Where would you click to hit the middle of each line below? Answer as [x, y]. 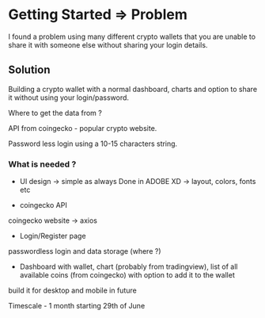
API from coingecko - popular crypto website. [83, 128]
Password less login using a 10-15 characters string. [93, 144]
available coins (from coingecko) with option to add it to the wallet [127, 275]
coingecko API [43, 205]
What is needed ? [42, 164]
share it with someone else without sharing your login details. [108, 44]
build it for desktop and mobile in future [72, 290]
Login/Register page [53, 236]
